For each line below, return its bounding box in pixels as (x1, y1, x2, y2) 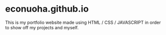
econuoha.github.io (5, 3, 89, 15)
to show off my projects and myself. (5, 24, 79, 30)
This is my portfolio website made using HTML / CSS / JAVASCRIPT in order (5, 19, 161, 25)
